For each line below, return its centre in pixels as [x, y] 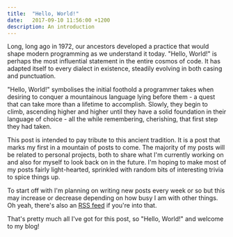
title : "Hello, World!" [43, 14]
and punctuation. [32, 76]
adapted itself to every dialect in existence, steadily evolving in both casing [115, 69]
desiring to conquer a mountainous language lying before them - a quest [111, 97]
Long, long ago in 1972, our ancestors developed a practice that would [108, 47]
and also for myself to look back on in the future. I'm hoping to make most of [117, 162]
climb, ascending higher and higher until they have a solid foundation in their [117, 112]
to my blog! [23, 227]
